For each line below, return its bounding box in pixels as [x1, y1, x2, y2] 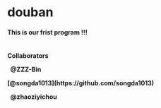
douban [7, 4, 54, 20]
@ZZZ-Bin [10, 65, 42, 74]
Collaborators [7, 52, 49, 60]
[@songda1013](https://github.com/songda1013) [7, 79, 155, 88]
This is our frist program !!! [7, 28, 88, 36]
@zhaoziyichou [10, 92, 58, 101]
